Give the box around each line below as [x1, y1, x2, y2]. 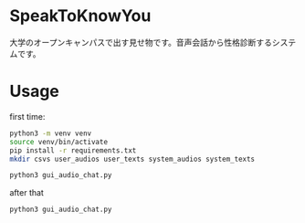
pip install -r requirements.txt [9, 145, 137, 155]
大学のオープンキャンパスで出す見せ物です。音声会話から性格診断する [9, 37, 272, 48]
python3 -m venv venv [9, 129, 92, 138]
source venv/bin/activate [9, 137, 108, 146]
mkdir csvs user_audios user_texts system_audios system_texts [9, 154, 256, 164]
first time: [9, 111, 46, 122]
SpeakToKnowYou [9, 5, 152, 27]
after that [9, 187, 44, 198]
